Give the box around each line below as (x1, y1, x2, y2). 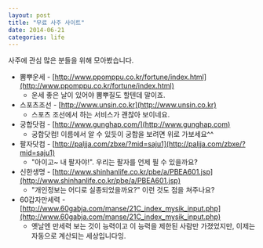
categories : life (8, 33, 65, 41)
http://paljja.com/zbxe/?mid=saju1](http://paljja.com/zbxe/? (54, 139, 246, 149)
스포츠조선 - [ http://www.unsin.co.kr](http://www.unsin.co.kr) (19, 100, 217, 110)
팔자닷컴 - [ (19, 139, 55, 149)
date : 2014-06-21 (8, 26, 65, 34)
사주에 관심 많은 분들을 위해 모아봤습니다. (8, 56, 134, 65)
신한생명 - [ (19, 167, 55, 177)
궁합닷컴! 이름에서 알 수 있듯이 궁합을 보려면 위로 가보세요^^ (31, 130, 214, 139)
